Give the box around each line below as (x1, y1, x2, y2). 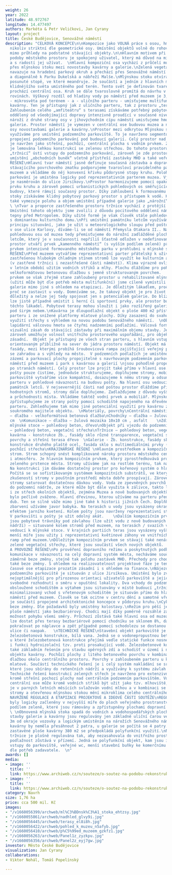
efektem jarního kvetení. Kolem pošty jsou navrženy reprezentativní (10, 509, 161, 514)
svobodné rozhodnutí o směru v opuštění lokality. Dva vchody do (10, 580, 153, 585)
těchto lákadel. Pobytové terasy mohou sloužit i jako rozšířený (10, 303, 153, 309)
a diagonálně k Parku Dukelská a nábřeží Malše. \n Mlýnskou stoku (10, 74, 153, 80)
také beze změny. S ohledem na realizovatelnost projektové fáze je (10, 561, 159, 566)
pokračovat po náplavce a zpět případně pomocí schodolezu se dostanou (10, 623, 166, 629)
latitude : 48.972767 (5, 17, 50, 22)
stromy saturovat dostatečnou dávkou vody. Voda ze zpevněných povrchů (10, 480, 166, 485)
